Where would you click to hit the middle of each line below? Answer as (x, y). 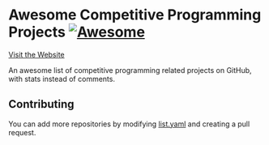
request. (22, 132)
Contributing (41, 104)
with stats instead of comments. (62, 79)
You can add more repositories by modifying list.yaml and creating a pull (129, 124)
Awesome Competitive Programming (135, 15)
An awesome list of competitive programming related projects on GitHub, (130, 70)
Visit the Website (36, 54)
